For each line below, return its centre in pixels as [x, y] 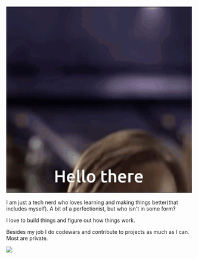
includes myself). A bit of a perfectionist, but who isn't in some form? [91, 209]
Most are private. [27, 238]
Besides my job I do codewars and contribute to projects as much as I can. [98, 232]
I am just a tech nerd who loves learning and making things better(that [92, 202]
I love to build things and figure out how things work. [71, 220]
